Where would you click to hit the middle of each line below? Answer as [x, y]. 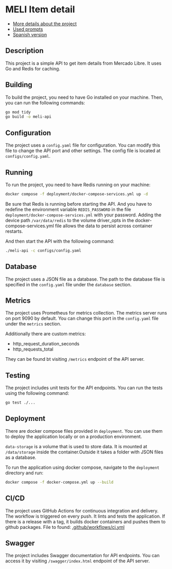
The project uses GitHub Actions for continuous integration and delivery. [82, 510]
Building [19, 85]
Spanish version [30, 34]
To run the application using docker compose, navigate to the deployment [82, 467]
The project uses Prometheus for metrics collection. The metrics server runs [86, 313]
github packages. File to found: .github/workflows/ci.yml [65, 527]
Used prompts [28, 29]
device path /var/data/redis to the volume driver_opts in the [70, 220]
